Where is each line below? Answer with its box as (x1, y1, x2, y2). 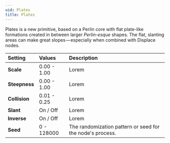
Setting (8, 54, 26, 61)
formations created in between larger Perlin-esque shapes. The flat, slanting (5, 31, 164, 38)
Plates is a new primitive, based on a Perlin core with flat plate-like (5, 26, 144, 32)
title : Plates (5, 12, 35, 17)
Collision (8, 95, 29, 102)
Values (38, 54, 56, 61)
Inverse (8, 115, 27, 122)
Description (69, 54, 98, 61)
